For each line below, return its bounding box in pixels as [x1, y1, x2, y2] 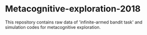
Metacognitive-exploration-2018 [5, 3, 141, 14]
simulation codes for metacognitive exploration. [5, 24, 101, 30]
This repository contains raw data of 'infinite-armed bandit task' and [5, 19, 143, 25]
